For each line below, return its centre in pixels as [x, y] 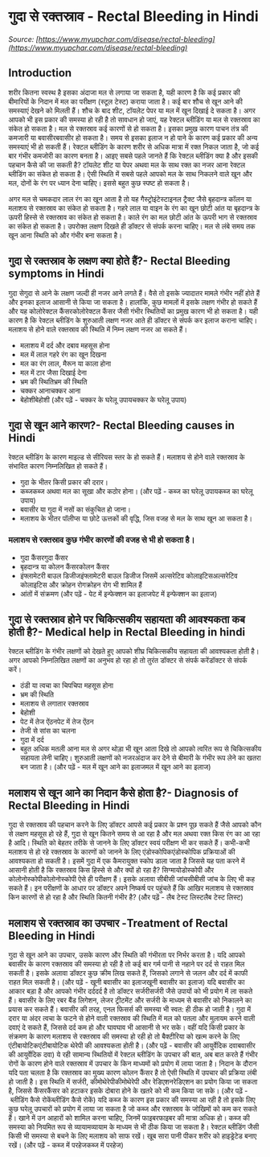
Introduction [40, 73]
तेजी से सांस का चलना [48, 731]
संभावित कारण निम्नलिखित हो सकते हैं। [58, 467]
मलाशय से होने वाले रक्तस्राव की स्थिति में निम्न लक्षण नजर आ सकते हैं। [98, 329]
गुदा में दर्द [32, 740]
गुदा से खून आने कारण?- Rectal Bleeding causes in [121, 425]
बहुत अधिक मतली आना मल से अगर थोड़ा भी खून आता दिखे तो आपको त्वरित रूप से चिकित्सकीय [141, 749]
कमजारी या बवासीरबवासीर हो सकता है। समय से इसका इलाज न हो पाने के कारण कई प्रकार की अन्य [133, 138]
